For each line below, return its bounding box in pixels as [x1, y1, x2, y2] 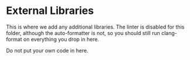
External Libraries [6, 4, 94, 17]
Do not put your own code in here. [6, 47, 89, 54]
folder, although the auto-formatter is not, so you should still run [6, 29, 160, 36]
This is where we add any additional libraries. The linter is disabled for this [6, 23, 185, 30]
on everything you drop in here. [23, 36, 99, 43]
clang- [161, 29, 177, 36]
